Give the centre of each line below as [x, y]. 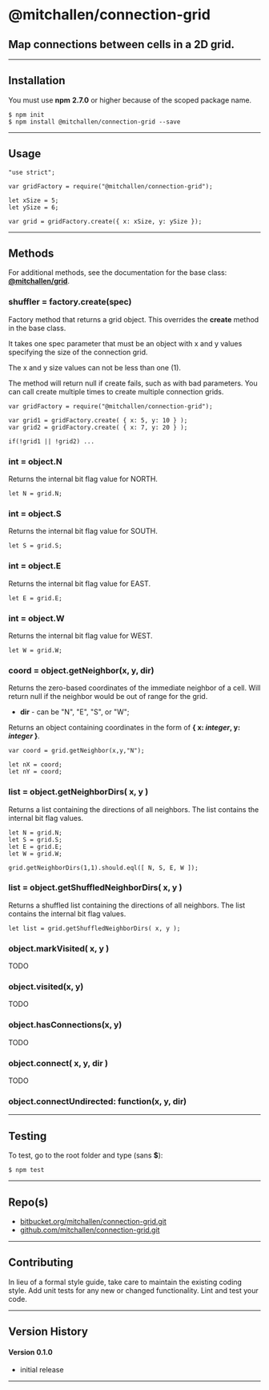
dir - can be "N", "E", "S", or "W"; [74, 712]
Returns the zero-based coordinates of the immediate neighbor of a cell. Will [134, 688]
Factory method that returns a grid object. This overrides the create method [134, 319]
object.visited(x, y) [46, 987]
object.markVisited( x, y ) [59, 948]
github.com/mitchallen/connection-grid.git [90, 1230]
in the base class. [37, 328]
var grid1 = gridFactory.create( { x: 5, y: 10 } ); [98, 420]
